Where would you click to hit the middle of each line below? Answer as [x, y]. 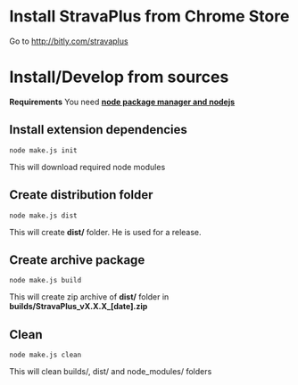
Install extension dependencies [98, 130]
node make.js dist [43, 216]
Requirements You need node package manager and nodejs [122, 102]
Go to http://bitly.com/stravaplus [69, 41]
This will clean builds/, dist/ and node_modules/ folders [111, 372]
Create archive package [77, 260]
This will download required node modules [87, 167]
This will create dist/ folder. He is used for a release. [106, 232]
